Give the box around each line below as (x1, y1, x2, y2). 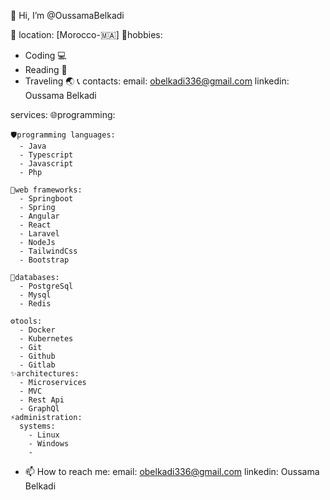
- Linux (28, 430, 60, 440)
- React (19, 220, 52, 230)
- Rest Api (19, 395, 65, 405)
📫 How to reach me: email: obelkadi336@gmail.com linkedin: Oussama (24, 466, 320, 477)
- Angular (19, 211, 60, 221)
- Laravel (19, 229, 60, 239)
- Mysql (19, 290, 52, 300)
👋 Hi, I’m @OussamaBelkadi (10, 10, 125, 21)
